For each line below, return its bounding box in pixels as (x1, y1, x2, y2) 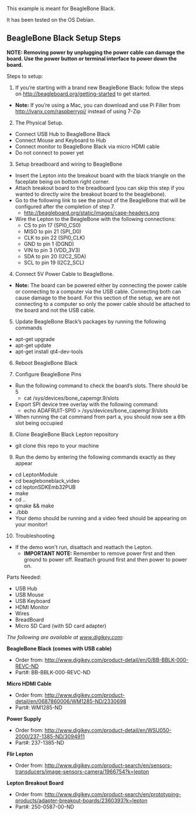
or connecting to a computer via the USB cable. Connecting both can (15, 288, 181, 295)
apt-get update (15, 342, 52, 349)
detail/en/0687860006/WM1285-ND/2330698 (15, 697, 127, 705)
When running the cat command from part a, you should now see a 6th (15, 413, 186, 420)
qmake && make (15, 502, 54, 509)
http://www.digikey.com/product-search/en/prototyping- (44, 790, 181, 797)
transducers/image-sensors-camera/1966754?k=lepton (15, 768, 149, 775)
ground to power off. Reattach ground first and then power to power (23, 556, 187, 563)
